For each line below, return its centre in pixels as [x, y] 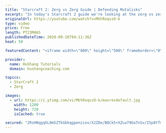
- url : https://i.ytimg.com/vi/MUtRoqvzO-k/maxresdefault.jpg [75, 100]
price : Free [17, 28]
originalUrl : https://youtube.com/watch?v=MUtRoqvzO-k [63, 19]
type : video [17, 23]
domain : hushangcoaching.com [40, 69]
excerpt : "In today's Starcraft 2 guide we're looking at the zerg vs [79, 14]
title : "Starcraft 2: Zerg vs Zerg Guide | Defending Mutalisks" [74, 10]
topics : [13, 78]
